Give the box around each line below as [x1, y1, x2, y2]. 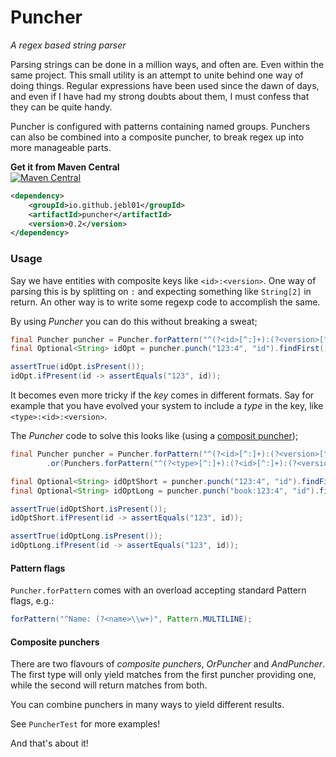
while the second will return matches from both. [10, 679, 208, 691]
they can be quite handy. [10, 101, 113, 113]
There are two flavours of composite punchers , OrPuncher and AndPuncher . [10, 658, 326, 670]
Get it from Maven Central [10, 161, 120, 173]
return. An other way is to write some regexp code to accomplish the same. [10, 296, 321, 308]
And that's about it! [10, 737, 89, 750]
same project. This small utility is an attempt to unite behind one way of [10, 69, 304, 81]
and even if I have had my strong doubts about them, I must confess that [10, 90, 310, 102]
